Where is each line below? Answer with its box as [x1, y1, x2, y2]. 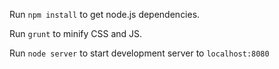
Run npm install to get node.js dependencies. [9, 9, 201, 20]
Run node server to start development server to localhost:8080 [9, 47, 270, 59]
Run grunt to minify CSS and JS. [9, 28, 143, 39]
